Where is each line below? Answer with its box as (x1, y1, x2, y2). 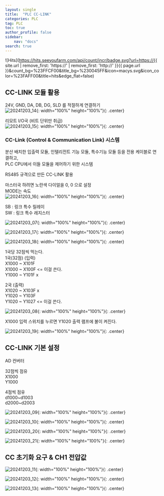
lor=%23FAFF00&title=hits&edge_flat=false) (5, 73, 94, 79)
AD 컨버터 (5, 358, 25, 363)
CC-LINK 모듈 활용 (5, 88, 60, 97)
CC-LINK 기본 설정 (5, 344, 60, 352)
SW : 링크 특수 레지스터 (5, 210, 50, 216)
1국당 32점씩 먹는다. (5, 248, 44, 254)
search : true (5, 44, 32, 49)
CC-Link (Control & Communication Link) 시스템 (5, 137, 120, 143)
